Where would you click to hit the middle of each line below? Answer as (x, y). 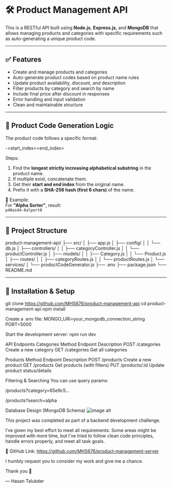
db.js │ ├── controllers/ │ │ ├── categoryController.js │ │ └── (72, 248)
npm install (54, 309)
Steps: (12, 158)
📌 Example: (17, 200)
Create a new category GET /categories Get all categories (66, 350)
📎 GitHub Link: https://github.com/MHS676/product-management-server (82, 451)
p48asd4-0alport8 (24, 210)
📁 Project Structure (36, 230)
